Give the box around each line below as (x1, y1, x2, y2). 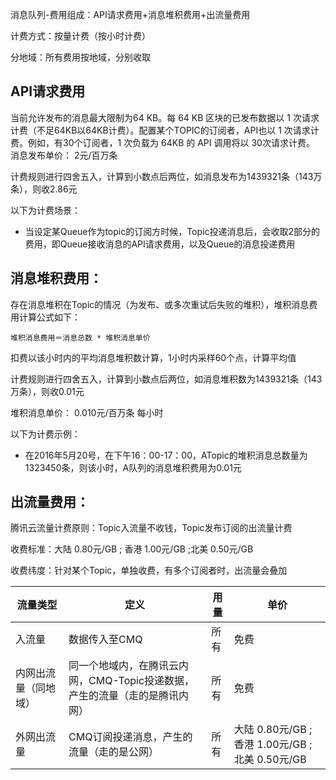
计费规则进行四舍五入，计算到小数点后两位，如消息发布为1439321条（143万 (10, 170, 323, 182)
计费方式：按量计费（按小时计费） (10, 30, 151, 42)
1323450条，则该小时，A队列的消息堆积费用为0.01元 (24, 461, 242, 473)
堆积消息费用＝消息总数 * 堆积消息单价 (10, 333, 151, 343)
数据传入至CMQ (68, 633, 143, 647)
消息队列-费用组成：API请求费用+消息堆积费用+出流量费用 (10, 9, 251, 20)
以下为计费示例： (10, 428, 81, 440)
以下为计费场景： (10, 204, 81, 216)
